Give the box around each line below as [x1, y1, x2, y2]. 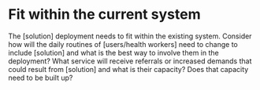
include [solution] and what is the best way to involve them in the [8, 48, 219, 57]
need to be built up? [8, 73, 73, 82]
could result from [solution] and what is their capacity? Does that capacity [8, 64, 249, 74]
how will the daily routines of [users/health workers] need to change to [8, 39, 238, 49]
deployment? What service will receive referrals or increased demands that [8, 56, 252, 66]
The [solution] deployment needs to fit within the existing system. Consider [8, 31, 252, 41]
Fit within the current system [8, 5, 201, 23]
